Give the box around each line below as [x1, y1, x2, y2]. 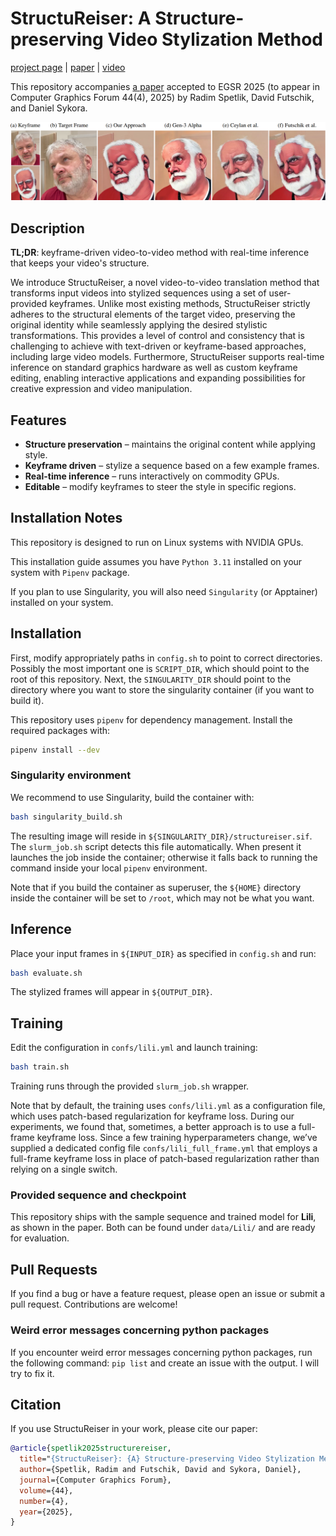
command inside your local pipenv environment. [10, 862, 208, 874]
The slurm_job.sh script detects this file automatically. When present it [10, 840, 302, 852]
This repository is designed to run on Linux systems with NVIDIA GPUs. [10, 536, 304, 548]
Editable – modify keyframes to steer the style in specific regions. [24, 481, 297, 493]
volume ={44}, [19, 1485, 74, 1496]
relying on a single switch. [10, 1163, 118, 1176]
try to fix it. [10, 1367, 55, 1379]
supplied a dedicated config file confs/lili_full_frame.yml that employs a [10, 1142, 318, 1154]
